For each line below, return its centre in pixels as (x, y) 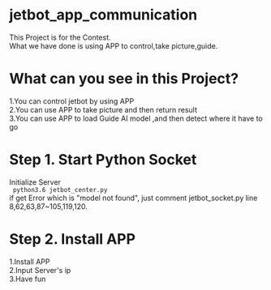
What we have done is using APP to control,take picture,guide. (114, 45)
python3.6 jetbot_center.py (60, 190)
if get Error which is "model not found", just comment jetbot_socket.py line (133, 198)
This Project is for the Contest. (60, 37)
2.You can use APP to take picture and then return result (103, 109)
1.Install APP (30, 262)
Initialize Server (35, 182)
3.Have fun (28, 279)
